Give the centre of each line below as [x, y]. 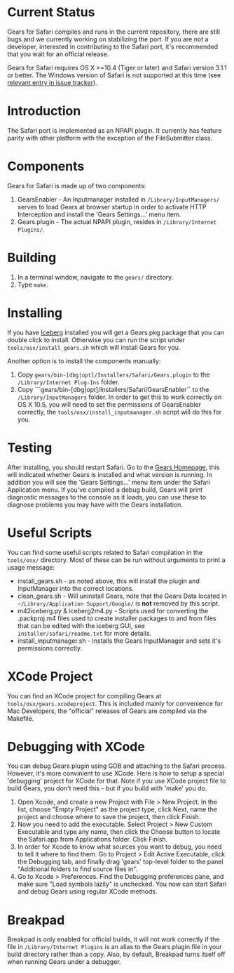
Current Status [51, 12]
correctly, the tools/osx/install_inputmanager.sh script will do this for [119, 412]
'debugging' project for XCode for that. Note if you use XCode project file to [117, 781]
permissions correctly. [50, 648]
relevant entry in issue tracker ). [53, 82]
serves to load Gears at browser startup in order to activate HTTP [112, 207]
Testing [30, 448]
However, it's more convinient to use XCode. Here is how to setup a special [116, 773]
